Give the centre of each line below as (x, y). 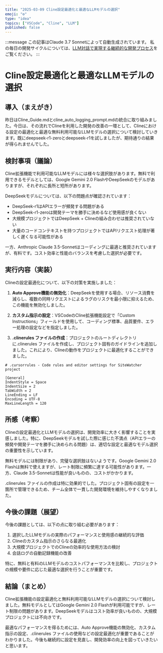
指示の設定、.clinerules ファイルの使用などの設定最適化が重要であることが (80, 634)
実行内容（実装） (31, 270)
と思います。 (18, 646)
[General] (15, 378)
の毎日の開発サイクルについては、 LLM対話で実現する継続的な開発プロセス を (81, 48)
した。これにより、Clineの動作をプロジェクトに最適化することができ (85, 350)
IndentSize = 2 (20, 386)
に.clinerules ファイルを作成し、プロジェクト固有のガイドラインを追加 (82, 344)
